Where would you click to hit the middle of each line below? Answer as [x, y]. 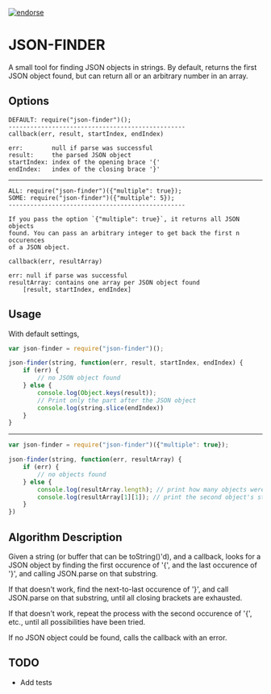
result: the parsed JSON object [70, 155]
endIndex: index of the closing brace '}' [84, 169]
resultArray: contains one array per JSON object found [104, 282]
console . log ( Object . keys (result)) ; [97, 393]
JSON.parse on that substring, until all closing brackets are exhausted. [125, 598]
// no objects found [72, 474]
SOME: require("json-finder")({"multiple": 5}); [92, 197]
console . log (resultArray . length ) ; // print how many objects [142, 489]
